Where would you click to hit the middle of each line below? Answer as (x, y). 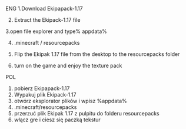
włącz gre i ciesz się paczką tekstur (57, 120)
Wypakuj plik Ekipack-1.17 (45, 95)
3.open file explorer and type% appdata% (56, 31)
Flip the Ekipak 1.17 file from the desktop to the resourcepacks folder (97, 54)
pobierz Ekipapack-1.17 (42, 88)
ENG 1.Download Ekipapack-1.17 (44, 9)
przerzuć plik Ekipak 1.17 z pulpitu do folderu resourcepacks (87, 113)
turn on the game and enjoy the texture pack (68, 65)
